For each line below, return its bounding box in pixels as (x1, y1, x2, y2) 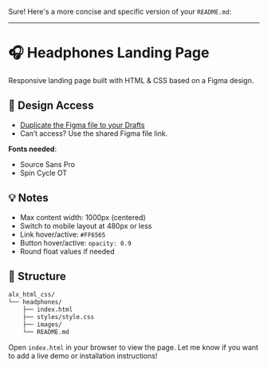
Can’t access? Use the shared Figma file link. (19, 128, 168, 138)
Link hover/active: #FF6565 (19, 229, 106, 239)
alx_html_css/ (8, 291, 56, 299)
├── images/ (22, 320, 62, 329)
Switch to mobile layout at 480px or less (19, 221, 152, 230)
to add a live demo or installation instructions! (8, 351, 158, 361)
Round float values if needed (19, 246, 115, 256)
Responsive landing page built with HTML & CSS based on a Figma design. (8, 75, 254, 85)
